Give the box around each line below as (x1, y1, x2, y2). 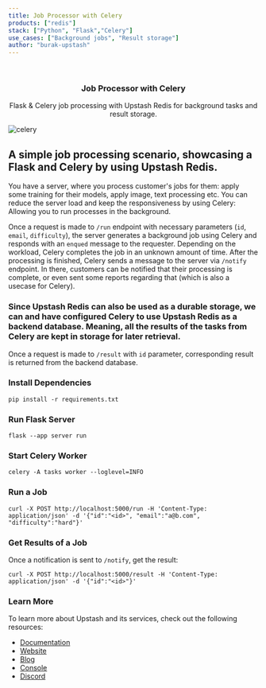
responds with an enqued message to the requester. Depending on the (8, 239, 237, 249)
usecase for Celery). (8, 282, 75, 291)
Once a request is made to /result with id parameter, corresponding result (8, 349, 254, 359)
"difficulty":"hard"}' (8, 519, 83, 527)
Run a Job (8, 487, 48, 498)
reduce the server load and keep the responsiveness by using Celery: (8, 198, 237, 208)
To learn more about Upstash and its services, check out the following (8, 614, 238, 624)
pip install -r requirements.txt (8, 395, 119, 403)
